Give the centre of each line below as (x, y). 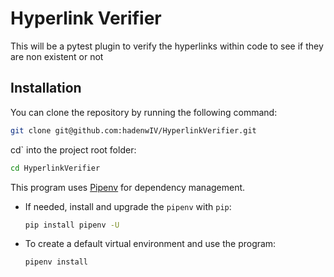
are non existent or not (57, 56)
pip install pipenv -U (72, 225)
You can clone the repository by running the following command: (144, 112)
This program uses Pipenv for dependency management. (128, 187)
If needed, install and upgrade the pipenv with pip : (128, 206)
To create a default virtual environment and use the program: (150, 244)
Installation (46, 88)
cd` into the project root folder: (73, 149)
